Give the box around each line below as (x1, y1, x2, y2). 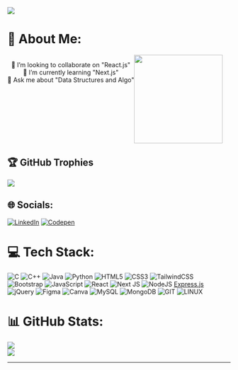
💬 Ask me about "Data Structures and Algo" (7, 75, 135, 84)
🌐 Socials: (7, 199, 54, 212)
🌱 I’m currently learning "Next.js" (23, 68, 119, 76)
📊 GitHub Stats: (7, 313, 104, 329)
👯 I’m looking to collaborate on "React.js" (11, 60, 131, 69)
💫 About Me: (7, 31, 82, 47)
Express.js (174, 279, 204, 288)
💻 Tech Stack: (7, 244, 95, 260)
